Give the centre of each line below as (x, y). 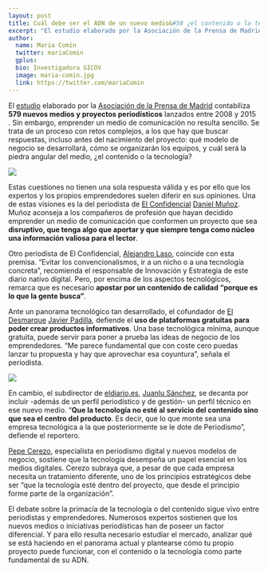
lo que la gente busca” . (47, 296)
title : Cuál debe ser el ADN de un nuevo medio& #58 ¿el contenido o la (130, 23)
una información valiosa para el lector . (73, 238)
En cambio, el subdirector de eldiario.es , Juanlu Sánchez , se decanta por (128, 393)
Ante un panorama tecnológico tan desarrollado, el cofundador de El (121, 311)
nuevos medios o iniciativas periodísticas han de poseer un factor (116, 525)
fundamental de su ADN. (49, 560)
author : (21, 38)
